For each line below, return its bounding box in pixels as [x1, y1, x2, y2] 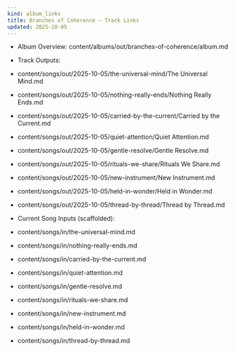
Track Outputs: [17, 56, 61, 65]
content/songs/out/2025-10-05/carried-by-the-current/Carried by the [17, 111, 220, 120]
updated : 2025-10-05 [7, 23, 68, 30]
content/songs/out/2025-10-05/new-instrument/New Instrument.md [17, 173, 215, 182]
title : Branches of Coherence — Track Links [7, 17, 140, 24]
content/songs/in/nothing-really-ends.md [17, 241, 138, 250]
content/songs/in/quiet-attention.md [17, 269, 123, 277]
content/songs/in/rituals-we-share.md [17, 296, 128, 304]
